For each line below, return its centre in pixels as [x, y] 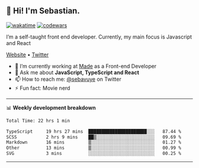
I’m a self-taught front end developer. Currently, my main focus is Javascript [99, 37]
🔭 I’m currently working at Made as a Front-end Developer [86, 66]
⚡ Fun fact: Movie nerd [42, 88]
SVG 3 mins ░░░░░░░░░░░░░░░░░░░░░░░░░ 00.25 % [94, 154]
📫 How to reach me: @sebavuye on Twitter [68, 79]
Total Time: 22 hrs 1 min [38, 121]
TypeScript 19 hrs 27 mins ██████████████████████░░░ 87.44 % [94, 131]
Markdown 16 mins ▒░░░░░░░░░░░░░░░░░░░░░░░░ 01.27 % [94, 142]
